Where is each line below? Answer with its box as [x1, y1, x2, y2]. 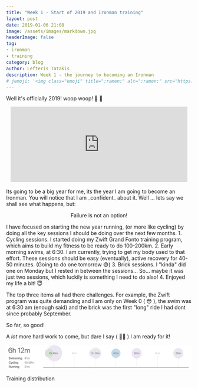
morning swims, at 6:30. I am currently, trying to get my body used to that [6, 249, 185, 256]
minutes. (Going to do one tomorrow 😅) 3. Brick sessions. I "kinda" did [14, 261, 186, 268]
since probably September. [6, 310, 72, 317]
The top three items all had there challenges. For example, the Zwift [6, 291, 170, 298]
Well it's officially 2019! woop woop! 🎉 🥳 [6, 95, 103, 102]
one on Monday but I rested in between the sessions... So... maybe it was [6, 268, 184, 275]
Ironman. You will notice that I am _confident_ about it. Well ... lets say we [6, 194, 184, 201]
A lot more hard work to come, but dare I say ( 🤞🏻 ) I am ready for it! [6, 333, 171, 340]
